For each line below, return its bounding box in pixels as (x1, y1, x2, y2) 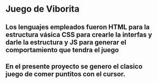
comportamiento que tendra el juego (5, 45, 119, 54)
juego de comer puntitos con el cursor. (5, 70, 126, 78)
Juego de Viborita (5, 3, 80, 15)
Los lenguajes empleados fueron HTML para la (5, 23, 150, 31)
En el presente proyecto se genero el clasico (5, 62, 143, 70)
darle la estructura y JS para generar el (5, 38, 126, 46)
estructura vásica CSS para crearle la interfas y (5, 30, 153, 39)
